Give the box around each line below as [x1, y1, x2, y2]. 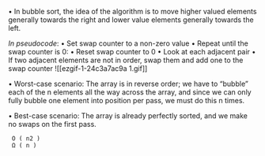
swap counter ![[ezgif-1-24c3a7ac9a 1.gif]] [8, 64, 148, 73]
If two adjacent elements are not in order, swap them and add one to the [8, 55, 244, 65]
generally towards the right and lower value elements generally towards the [8, 15, 255, 24]
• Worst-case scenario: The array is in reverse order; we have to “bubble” [8, 79, 249, 88]
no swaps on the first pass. [8, 120, 97, 128]
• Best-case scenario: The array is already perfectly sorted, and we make [8, 111, 248, 121]
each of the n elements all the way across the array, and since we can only [8, 87, 252, 97]
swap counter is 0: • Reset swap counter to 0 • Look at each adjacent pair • [8, 47, 256, 56]
